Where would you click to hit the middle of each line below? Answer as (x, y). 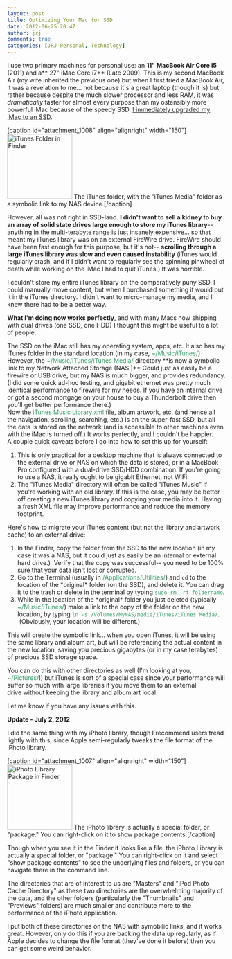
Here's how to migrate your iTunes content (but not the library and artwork (114, 527)
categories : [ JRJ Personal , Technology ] (66, 46)
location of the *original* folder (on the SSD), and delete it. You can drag (121, 585)
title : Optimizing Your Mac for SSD (60, 20)
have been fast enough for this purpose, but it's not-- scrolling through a (112, 247)
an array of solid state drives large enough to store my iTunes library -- (110, 225)
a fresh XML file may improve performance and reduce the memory (114, 507)
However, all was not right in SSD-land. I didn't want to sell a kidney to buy (115, 217)
